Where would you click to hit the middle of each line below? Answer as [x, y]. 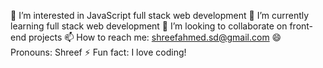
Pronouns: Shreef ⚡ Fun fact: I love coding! [98, 52]
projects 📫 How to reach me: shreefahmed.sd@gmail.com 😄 [155, 37]
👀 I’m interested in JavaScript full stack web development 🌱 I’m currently [160, 15]
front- [301, 26]
